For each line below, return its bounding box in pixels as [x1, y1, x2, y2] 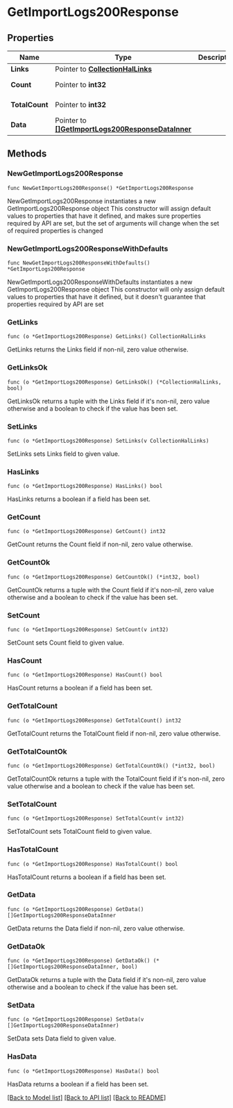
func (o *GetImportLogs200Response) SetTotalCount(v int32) [7, 815, 185, 822]
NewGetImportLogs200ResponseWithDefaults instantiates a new [7, 278, 193, 286]
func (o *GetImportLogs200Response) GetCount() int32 [7, 528, 166, 535]
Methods [7, 148, 47, 160]
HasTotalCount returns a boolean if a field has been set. [7, 873, 166, 881]
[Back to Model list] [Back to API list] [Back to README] [7, 1093, 166, 1102]
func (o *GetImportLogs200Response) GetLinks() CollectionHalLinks [7, 333, 207, 340]
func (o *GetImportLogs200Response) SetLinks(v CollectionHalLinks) [7, 437, 209, 444]
